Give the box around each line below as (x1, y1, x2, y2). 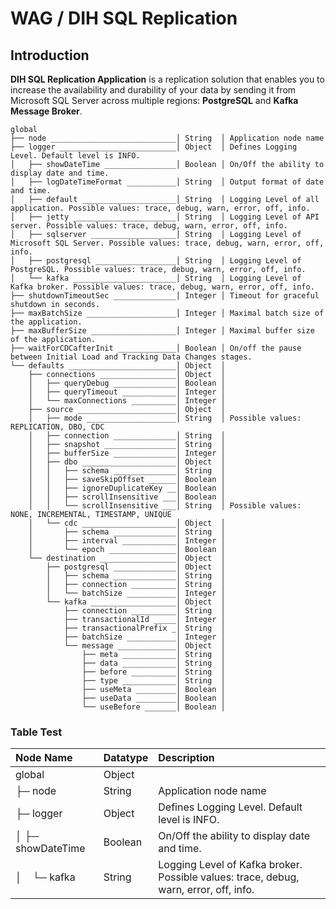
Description (158, 751, 215, 765)
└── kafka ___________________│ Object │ (46, 597, 226, 607)
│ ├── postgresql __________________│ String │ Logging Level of (10, 256, 302, 266)
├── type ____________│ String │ (81, 676, 226, 686)
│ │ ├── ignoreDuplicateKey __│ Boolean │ (28, 483, 226, 493)
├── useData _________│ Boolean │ (81, 693, 226, 703)
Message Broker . (10, 105, 83, 117)
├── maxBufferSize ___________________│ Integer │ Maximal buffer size (10, 326, 315, 336)
